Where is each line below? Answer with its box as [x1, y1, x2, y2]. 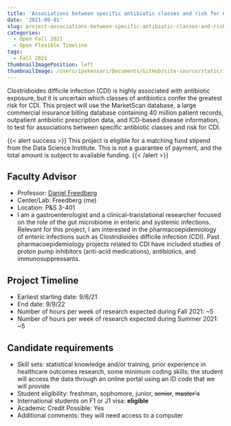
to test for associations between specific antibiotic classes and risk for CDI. [7, 123, 221, 131]
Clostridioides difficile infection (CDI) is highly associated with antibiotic [7, 87, 211, 95]
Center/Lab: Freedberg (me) [16, 197, 97, 205]
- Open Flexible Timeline [13, 42, 88, 49]
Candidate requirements [7, 341, 114, 354]
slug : [7, 23, 23, 30]
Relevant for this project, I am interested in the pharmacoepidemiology [16, 225, 217, 234]
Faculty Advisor [7, 170, 77, 182]
